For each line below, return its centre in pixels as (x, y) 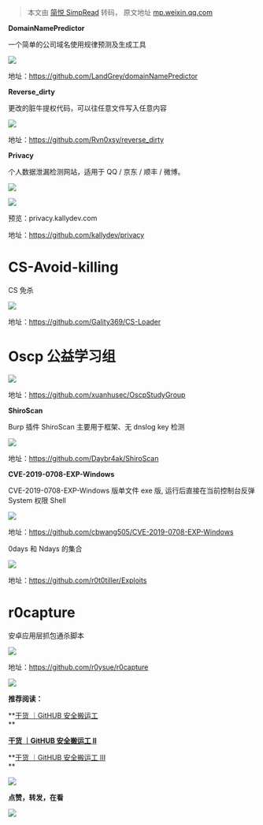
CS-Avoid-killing (63, 267)
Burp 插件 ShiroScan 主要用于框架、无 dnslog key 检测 (96, 426)
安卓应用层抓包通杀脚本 (46, 636)
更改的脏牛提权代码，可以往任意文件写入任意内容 (87, 108)
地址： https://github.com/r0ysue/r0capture (78, 667)
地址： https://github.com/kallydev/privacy (76, 235)
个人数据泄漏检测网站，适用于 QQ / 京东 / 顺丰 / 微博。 (96, 172)
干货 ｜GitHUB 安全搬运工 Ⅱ (52, 741)
